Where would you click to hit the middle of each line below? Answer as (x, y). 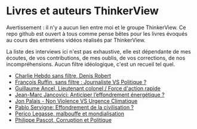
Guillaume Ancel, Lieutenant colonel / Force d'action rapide (88, 88)
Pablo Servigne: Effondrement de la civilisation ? (74, 107)
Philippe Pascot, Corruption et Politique (63, 119)
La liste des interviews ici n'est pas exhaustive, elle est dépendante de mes (98, 51)
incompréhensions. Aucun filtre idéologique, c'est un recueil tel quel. (91, 64)
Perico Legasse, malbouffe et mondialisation (69, 114)
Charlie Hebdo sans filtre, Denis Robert (63, 75)
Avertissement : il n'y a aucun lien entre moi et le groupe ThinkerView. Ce (96, 27)
